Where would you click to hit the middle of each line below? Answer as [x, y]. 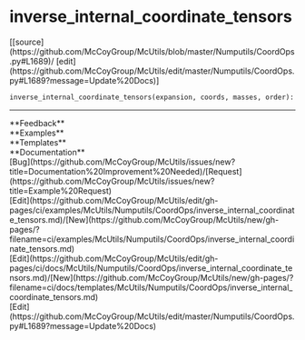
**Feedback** [37, 123]
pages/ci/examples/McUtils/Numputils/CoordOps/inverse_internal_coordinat [152, 210]
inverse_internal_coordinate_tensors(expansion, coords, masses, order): [152, 97]
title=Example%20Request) [60, 190]
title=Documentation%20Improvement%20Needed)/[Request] [126, 171]
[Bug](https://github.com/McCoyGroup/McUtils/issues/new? [123, 162]
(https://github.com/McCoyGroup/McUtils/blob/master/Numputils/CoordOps [152, 51]
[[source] [27, 42]
